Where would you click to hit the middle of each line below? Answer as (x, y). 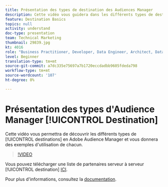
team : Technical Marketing (33, 38)
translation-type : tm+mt (31, 61)
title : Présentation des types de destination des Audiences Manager (79, 10)
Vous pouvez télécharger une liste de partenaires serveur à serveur (74, 164)
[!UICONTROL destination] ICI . (36, 169)
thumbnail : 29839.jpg (28, 43)
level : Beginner (22, 57)
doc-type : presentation (30, 33)
